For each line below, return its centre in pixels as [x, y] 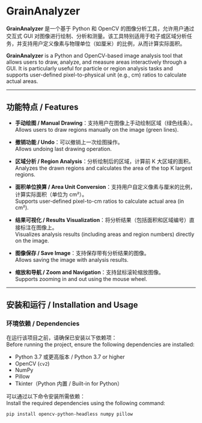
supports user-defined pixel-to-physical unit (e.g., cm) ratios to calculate [96, 75]
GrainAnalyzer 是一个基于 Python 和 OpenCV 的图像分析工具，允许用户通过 [100, 28]
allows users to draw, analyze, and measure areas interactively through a [96, 62]
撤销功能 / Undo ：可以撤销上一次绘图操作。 [69, 142]
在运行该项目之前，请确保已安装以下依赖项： [62, 338]
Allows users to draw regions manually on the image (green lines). [97, 129]
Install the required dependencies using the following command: [86, 403]
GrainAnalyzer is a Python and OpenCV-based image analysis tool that [95, 55]
